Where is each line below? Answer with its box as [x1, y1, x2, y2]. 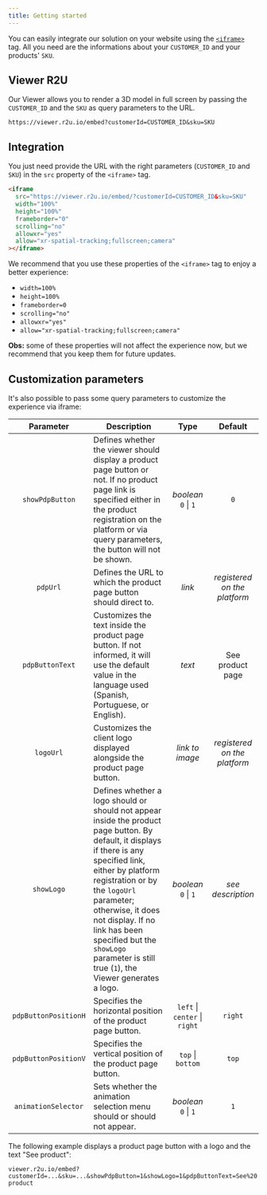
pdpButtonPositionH [12, 1011, 86, 1020]
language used [93, 679, 149, 690]
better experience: [8, 268, 69, 277]
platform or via [93, 524, 149, 535]
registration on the [93, 513, 162, 525]
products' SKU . [8, 50, 55, 60]
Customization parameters [8, 372, 145, 386]
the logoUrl [93, 884, 137, 895]
